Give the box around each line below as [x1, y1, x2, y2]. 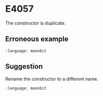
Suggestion [5, 62, 43, 71]
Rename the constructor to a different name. [5, 76, 98, 82]
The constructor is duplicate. [5, 20, 66, 26]
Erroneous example [5, 35, 69, 43]
